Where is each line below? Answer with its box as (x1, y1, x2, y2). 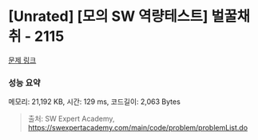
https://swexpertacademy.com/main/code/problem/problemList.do (27, 123, 248, 133)
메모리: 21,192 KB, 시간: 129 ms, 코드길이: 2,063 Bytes (8, 97, 181, 106)
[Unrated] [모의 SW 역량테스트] (8, 7, 208, 26)
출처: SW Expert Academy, (27, 114, 115, 124)
